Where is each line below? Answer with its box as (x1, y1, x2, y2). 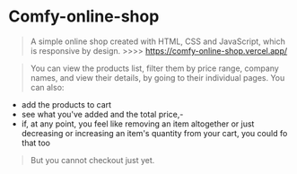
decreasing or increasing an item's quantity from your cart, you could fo (21, 127, 288, 138)
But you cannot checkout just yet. (30, 154, 155, 165)
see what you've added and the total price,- (21, 109, 184, 119)
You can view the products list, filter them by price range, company (30, 63, 279, 74)
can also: (30, 82, 65, 92)
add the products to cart (21, 99, 112, 109)
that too (21, 137, 51, 148)
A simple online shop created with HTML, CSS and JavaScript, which (30, 36, 286, 47)
